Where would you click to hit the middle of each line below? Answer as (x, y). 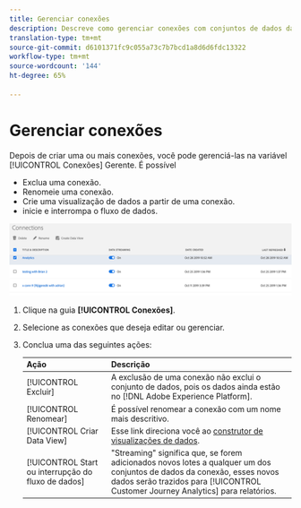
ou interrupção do (60, 472)
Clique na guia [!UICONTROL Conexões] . (99, 310)
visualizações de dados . (155, 440)
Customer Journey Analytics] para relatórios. (193, 491)
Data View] (47, 440)
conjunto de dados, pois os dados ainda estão (195, 387)
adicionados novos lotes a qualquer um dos (191, 462)
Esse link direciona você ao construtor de (187, 431)
